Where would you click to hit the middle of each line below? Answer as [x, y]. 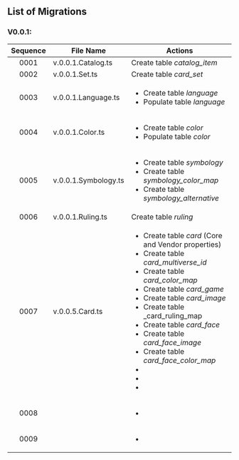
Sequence [28, 51]
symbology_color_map [181, 180]
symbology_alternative [181, 198]
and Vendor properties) [182, 244]
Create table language [181, 93]
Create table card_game [184, 289]
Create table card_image [185, 297]
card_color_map [170, 280]
